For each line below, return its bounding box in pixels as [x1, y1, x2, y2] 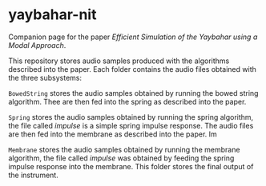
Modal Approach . [8, 40, 66, 49]
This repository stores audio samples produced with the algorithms [8, 56, 230, 65]
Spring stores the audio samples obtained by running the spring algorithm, [8, 112, 254, 121]
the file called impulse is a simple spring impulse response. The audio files [8, 121, 254, 130]
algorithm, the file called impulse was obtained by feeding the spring [8, 153, 235, 163]
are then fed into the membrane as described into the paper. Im [8, 129, 218, 139]
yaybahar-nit [8, 6, 97, 24]
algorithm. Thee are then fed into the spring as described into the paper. [8, 97, 247, 106]
